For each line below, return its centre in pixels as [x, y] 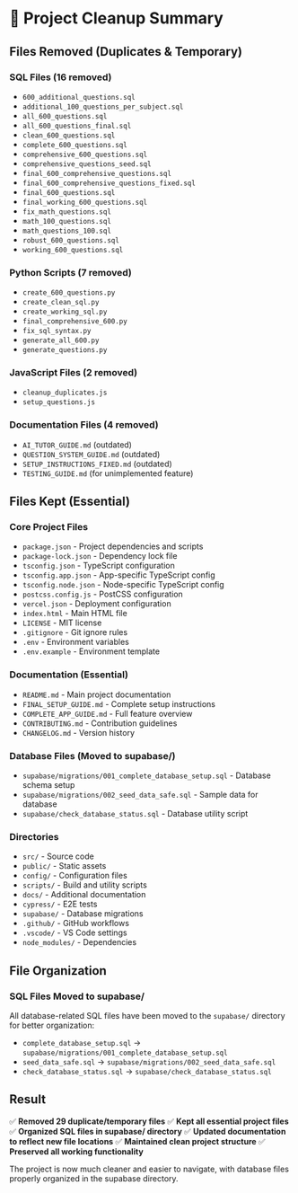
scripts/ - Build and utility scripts [85, 885]
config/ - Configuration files [74, 876]
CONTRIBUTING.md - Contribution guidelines [100, 723]
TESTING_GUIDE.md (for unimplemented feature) [108, 473]
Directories [34, 836]
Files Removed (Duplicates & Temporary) [126, 52]
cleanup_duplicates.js [65, 393]
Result [28, 1100]
